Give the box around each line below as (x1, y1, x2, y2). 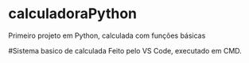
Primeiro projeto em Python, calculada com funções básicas (8, 31, 206, 40)
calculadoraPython (8, 5, 138, 23)
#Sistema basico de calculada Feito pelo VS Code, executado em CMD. (8, 46, 243, 55)
